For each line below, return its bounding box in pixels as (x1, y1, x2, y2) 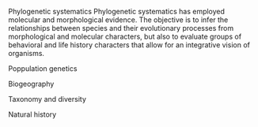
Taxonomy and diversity (8, 95, 87, 103)
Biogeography (8, 79, 55, 88)
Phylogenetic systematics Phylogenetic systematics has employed (8, 7, 226, 16)
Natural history (8, 110, 57, 119)
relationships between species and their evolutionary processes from (8, 24, 234, 32)
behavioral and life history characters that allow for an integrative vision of (8, 40, 251, 50)
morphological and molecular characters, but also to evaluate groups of (8, 32, 242, 41)
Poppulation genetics (8, 64, 78, 73)
